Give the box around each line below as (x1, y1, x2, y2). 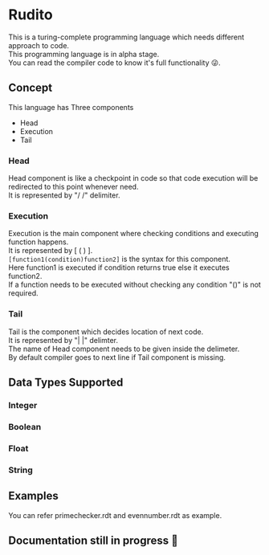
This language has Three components (8, 102, 134, 112)
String (8, 464, 34, 475)
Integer (8, 399, 38, 410)
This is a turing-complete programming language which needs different (8, 32, 245, 42)
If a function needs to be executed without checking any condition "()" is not (8, 280, 261, 290)
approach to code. (8, 40, 70, 50)
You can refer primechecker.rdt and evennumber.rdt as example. (8, 510, 222, 520)
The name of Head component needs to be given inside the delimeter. (8, 344, 240, 353)
